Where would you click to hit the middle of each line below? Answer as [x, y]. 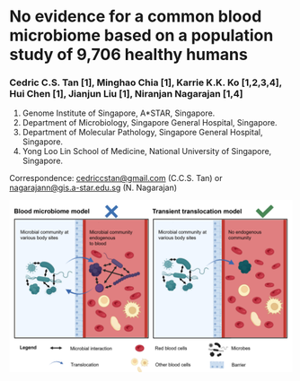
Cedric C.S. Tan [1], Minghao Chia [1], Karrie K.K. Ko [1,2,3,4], [146, 82]
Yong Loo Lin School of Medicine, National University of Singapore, [147, 152]
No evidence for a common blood [136, 17]
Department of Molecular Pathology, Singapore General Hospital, [142, 133]
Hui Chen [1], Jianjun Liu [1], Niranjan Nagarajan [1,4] [126, 94]
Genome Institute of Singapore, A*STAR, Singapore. [119, 113]
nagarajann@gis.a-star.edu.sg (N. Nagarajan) [93, 188]
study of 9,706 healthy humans [129, 55]
